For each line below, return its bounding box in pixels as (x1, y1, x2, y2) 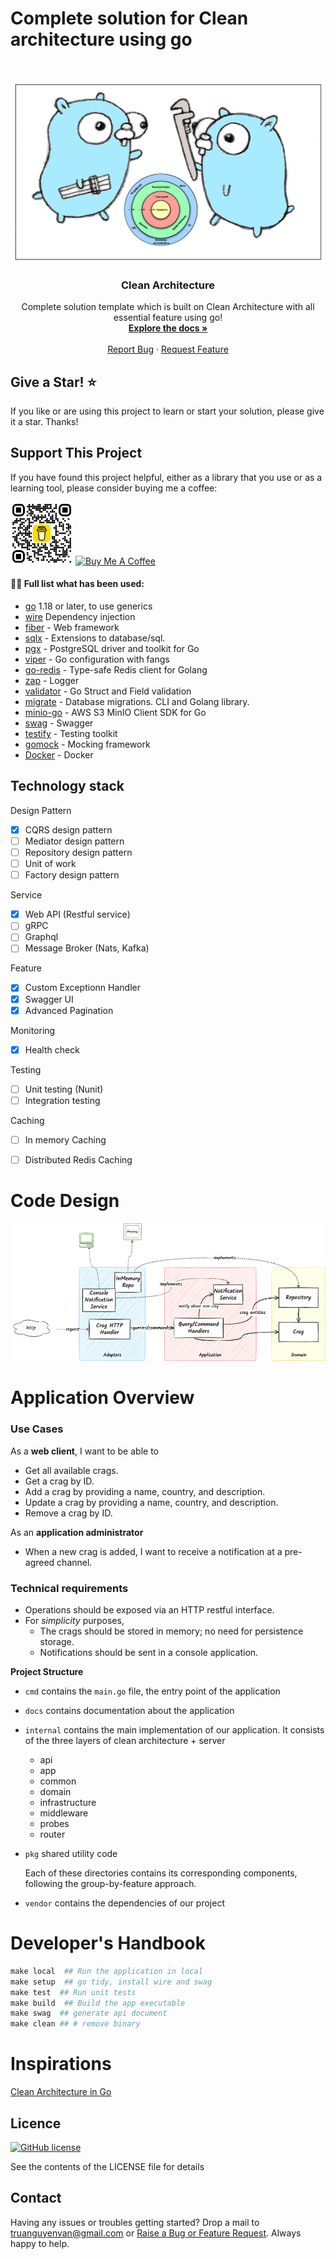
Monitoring (10, 1024, 56, 1036)
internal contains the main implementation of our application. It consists (24, 1723, 325, 1736)
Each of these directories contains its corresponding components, (24, 1867, 298, 1879)
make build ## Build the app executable (10, 1998, 186, 2008)
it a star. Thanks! (10, 416, 79, 428)
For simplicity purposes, (24, 1614, 125, 1626)
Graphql (24, 931, 59, 943)
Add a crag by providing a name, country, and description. (24, 1485, 266, 1497)
